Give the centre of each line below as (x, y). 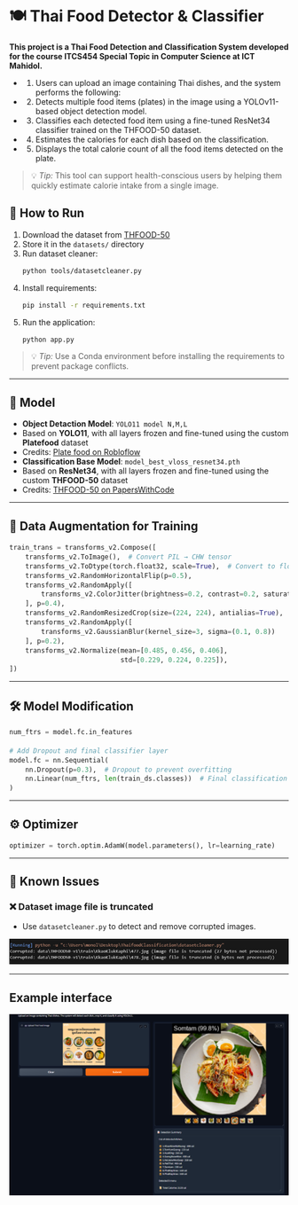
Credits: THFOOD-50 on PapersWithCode (98, 490)
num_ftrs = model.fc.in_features (71, 732)
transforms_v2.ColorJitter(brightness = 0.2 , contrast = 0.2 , (150, 594)
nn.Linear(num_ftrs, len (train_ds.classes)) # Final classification (157, 779)
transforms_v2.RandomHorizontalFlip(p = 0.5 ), (109, 575)
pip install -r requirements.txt (84, 305)
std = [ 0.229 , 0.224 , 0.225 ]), (174, 660)
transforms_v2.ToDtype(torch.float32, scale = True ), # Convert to (150, 566)
